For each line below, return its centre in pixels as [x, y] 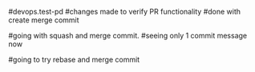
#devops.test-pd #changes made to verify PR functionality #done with [125, 12]
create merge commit [44, 20]
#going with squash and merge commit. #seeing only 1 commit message [128, 36]
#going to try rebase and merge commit [74, 60]
